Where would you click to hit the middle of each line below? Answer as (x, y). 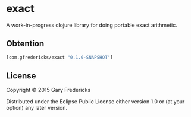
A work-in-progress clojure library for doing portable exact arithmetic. (92, 25)
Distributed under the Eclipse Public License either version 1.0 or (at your (95, 102)
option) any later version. (37, 108)
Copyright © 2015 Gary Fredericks (48, 90)
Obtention (25, 44)
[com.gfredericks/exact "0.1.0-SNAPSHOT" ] (60, 57)
